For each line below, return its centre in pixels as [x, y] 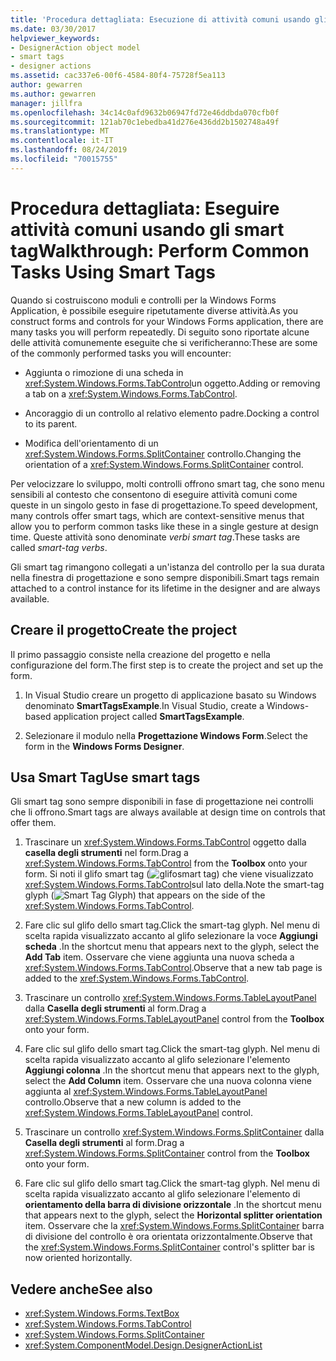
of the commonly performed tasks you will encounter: [121, 353]
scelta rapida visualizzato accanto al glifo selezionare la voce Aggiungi [171, 936]
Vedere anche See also [81, 1289]
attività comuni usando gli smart [147, 229]
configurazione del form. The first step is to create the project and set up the [167, 665]
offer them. [33, 823]
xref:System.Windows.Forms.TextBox [102, 1313]
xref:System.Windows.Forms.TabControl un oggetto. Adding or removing [172, 383]
